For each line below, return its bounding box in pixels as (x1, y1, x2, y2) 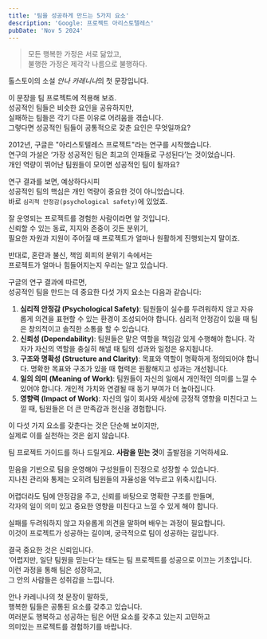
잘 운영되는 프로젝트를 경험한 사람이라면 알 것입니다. (8, 214, 170, 223)
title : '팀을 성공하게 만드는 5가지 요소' (8, 11, 130, 20)
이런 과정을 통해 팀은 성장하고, (8, 565, 102, 574)
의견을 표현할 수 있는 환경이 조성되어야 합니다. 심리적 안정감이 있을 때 (34, 314, 249, 323)
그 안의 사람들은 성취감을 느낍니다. (8, 575, 115, 585)
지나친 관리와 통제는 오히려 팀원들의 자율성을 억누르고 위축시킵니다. (8, 475, 217, 484)
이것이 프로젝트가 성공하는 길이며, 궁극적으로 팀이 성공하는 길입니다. (8, 528, 219, 538)
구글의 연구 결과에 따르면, (8, 277, 88, 287)
